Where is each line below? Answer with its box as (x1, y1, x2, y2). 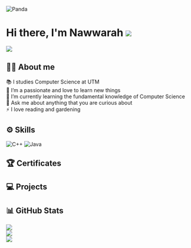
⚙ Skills (6, 125, 35, 135)
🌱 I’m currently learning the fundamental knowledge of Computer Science (6, 93, 186, 100)
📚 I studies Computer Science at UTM (6, 78, 100, 85)
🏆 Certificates (6, 158, 62, 168)
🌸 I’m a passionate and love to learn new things (6, 86, 121, 93)
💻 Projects (6, 182, 47, 192)
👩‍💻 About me (6, 62, 55, 72)
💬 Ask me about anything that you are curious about (6, 99, 133, 106)
